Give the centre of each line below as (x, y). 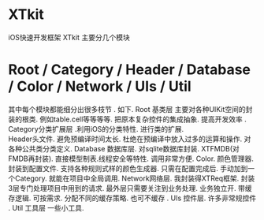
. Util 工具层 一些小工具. (46, 207)
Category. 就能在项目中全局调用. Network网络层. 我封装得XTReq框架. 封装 (135, 178)
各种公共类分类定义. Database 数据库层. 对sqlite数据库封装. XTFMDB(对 (124, 148)
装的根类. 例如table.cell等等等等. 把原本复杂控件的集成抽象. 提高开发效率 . (127, 119)
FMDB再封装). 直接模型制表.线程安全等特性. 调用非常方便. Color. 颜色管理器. (131, 158)
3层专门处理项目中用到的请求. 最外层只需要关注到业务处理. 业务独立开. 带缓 (130, 188)
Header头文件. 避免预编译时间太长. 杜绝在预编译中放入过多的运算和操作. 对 (130, 139)
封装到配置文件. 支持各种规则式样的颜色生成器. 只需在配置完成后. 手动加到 (128, 168)
